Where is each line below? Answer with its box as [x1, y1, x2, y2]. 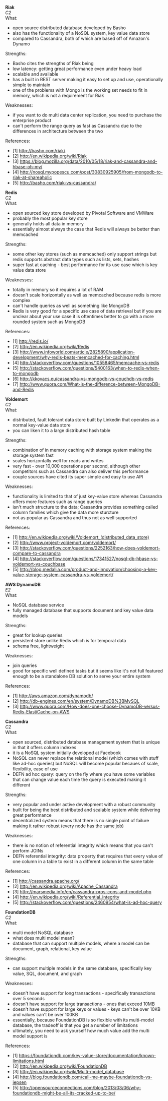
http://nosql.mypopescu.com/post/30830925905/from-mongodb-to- [20, 169, 163, 175]
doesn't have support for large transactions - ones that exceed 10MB [12, 1001, 155, 1007]
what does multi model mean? [12, 935, 75, 941]
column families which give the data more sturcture [12, 509, 119, 515]
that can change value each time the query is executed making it [12, 776, 146, 782]
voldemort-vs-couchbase [12, 561, 66, 567]
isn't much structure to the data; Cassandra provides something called [12, 504, 158, 510]
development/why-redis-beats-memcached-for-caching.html [12, 354, 139, 360]
